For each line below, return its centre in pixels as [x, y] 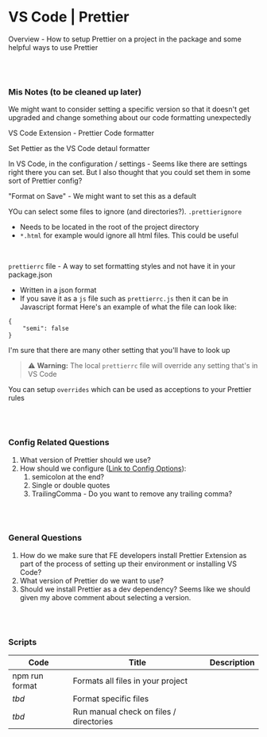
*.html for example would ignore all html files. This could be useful [129, 235]
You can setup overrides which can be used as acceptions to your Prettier [130, 390]
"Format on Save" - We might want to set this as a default [103, 196]
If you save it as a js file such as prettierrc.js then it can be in [124, 299]
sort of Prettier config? [45, 181]
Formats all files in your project [130, 681]
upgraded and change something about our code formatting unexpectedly [130, 118]
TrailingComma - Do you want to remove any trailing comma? [132, 494]
